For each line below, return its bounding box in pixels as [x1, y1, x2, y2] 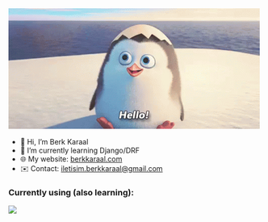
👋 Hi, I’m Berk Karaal [19, 137, 89, 146]
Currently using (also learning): [8, 186, 135, 198]
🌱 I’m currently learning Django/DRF [19, 145, 140, 155]
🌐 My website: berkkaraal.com [19, 154, 123, 164]
